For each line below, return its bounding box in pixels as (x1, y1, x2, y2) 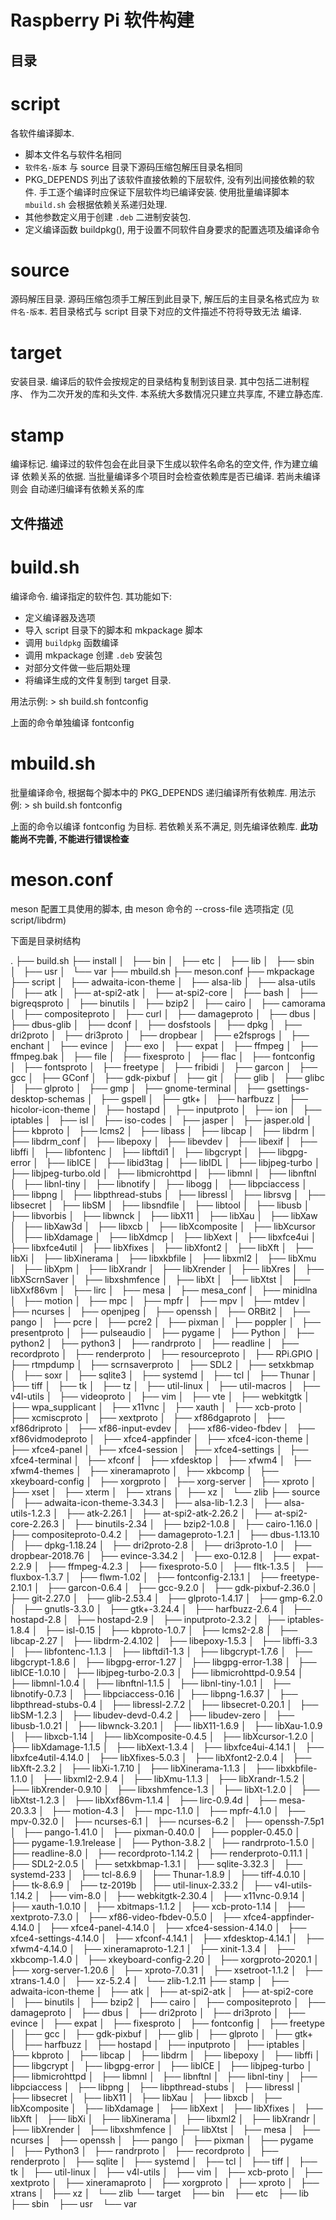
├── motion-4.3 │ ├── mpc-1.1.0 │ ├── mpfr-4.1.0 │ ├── (51, 1804, 306, 1816)
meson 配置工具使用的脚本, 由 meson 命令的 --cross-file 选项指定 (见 (10, 902, 295, 915)
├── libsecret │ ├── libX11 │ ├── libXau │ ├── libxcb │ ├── (10, 2091, 282, 2103)
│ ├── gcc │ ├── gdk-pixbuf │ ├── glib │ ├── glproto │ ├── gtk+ (10, 2027, 314, 2040)
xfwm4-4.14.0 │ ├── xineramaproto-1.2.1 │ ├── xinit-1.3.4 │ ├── (10, 1942, 295, 1955)
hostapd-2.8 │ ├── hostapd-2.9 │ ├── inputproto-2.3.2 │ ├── (10, 1613, 286, 1625)
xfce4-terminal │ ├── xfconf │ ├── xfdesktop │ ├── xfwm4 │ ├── (10, 1454, 312, 1466)
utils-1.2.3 (10, 1507, 52, 1519)
